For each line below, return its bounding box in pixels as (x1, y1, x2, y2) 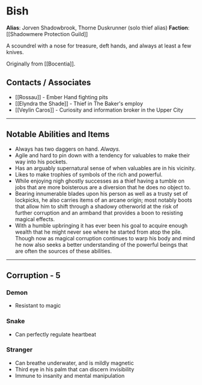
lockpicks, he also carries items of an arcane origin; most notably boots (14, 196, 192, 204)
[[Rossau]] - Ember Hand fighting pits (14, 93, 108, 100)
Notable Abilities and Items (6, 129, 110, 139)
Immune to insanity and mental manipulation (14, 372, 125, 379)
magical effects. (14, 215, 55, 223)
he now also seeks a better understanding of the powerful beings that (14, 241, 188, 248)
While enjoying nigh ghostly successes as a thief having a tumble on (14, 177, 185, 184)
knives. (6, 48, 24, 55)
